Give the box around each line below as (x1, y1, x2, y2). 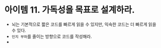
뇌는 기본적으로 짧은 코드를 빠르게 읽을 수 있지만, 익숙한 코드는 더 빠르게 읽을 (11, 21, 157, 27)
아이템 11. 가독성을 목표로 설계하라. (4, 4, 135, 16)
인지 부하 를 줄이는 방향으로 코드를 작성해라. (11, 33, 92, 39)
